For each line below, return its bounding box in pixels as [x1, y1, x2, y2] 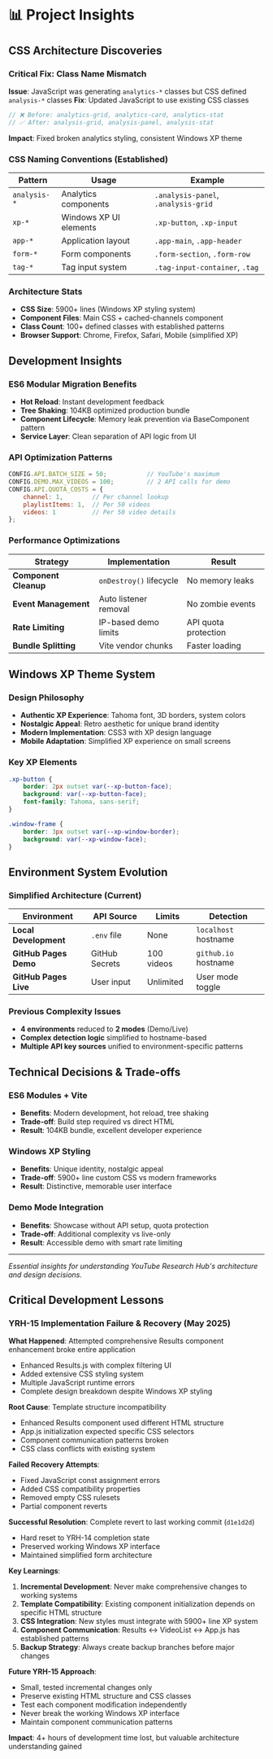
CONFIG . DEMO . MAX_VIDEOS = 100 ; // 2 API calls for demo [8, 478, 231, 486]
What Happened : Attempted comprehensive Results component [8, 1336, 224, 1346]
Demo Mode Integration [8, 1201, 104, 1213]
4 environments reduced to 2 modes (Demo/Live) [19, 1024, 188, 1034]
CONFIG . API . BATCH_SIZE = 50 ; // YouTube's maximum [8, 470, 220, 479]
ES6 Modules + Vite [8, 1089, 88, 1100]
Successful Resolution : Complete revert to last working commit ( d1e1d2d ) [8, 1517, 255, 1527]
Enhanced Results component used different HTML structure [19, 1418, 224, 1428]
